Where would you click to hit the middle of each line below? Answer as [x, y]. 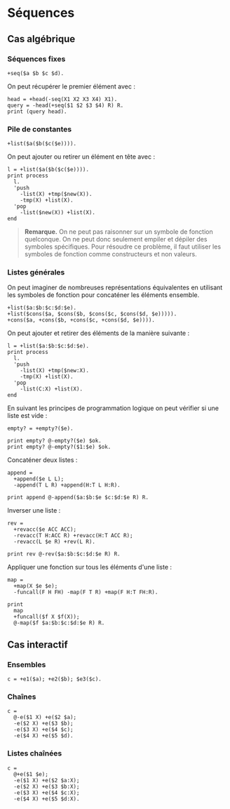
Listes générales [36, 272]
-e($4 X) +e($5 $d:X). [47, 798]
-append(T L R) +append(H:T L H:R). [67, 485]
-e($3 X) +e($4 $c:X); [47, 792]
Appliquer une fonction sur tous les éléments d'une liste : [90, 567]
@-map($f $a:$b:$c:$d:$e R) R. [59, 623]
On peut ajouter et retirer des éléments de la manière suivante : [99, 333]
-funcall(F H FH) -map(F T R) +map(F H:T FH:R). [86, 592]
